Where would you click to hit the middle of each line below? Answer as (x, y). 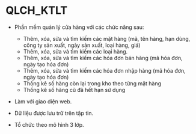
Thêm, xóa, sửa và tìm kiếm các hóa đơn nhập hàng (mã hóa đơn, (104, 70)
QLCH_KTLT (37, 11)
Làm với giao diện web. (43, 101)
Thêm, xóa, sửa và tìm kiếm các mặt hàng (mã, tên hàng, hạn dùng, (107, 38)
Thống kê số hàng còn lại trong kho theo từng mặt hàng (92, 83)
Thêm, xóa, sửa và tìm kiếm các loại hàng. (75, 51)
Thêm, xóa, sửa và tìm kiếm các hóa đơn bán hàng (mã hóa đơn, (103, 58)
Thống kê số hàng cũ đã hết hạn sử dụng (74, 90)
